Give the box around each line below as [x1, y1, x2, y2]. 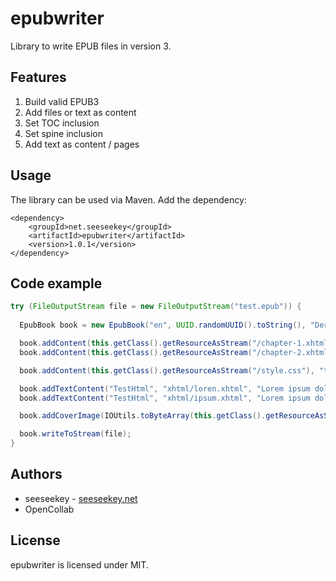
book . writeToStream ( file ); [19, 429, 132, 439]
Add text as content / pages [24, 138, 140, 150]
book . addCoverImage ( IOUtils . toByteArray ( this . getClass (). [19, 411, 267, 421]
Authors [10, 466, 63, 483]
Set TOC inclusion [24, 117, 100, 129]
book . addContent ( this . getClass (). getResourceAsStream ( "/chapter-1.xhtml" [19, 338, 333, 348]
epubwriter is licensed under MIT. [10, 558, 149, 571]
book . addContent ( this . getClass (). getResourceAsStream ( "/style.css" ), [19, 365, 315, 376]
